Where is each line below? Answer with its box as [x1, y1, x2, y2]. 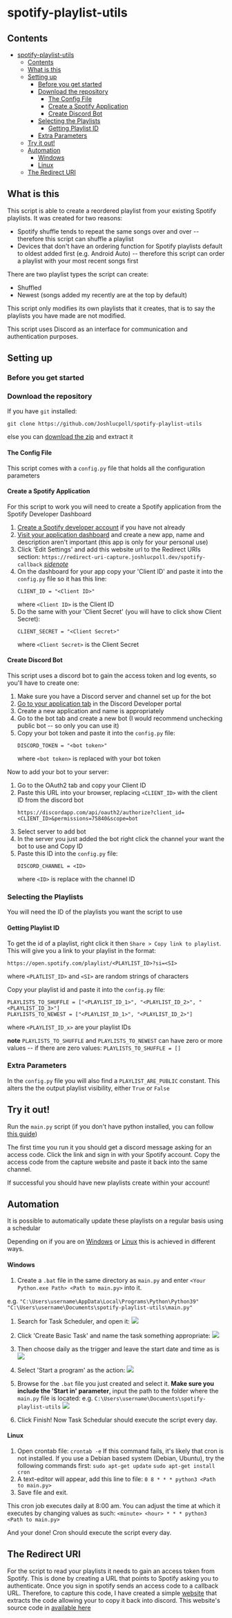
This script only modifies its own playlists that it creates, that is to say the [7, 304, 215, 312]
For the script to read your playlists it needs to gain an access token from [7, 1567, 215, 1575]
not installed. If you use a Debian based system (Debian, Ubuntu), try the [17, 1454, 224, 1462]
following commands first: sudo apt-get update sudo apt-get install [17, 1461, 215, 1469]
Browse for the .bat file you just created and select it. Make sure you [17, 1379, 215, 1387]
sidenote [43, 560, 69, 568]
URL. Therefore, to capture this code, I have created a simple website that [7, 1588, 217, 1597]
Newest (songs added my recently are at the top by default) [17, 290, 188, 299]
